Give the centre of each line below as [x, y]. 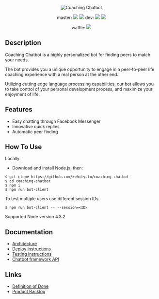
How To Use [24, 147]
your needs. [17, 60]
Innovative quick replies [36, 126]
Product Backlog [29, 292]
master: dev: [75, 18]
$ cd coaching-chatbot [28, 181]
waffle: [79, 28]
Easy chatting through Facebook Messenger [56, 121]
